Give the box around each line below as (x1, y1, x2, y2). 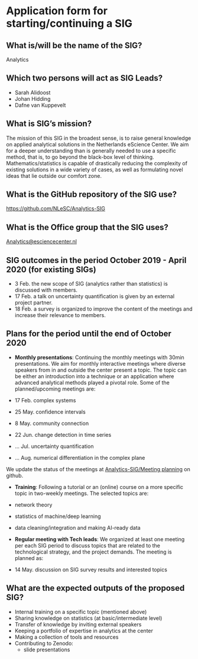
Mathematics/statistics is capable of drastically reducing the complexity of (6, 159, 188, 167)
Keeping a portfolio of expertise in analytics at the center (14, 627, 154, 634)
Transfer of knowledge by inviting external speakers (14, 620, 142, 628)
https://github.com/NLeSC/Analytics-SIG (6, 205, 105, 212)
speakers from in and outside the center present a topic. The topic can (14, 366, 187, 373)
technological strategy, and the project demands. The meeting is (14, 548, 173, 555)
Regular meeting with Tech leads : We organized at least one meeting (14, 535, 185, 543)
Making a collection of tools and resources (14, 633, 119, 641)
